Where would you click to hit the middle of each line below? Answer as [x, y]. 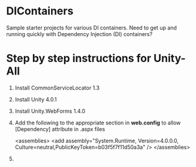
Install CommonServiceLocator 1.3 [57, 88]
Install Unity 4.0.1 [36, 99]
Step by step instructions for [79, 59]
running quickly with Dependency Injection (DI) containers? [79, 34]
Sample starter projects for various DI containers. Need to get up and [91, 28]
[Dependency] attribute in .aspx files [60, 129]
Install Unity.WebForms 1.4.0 [50, 111]
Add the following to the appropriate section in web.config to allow [98, 123]
